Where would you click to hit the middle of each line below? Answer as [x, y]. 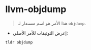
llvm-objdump [36, 9]
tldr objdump [19, 42]
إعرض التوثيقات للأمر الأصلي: [40, 33]
